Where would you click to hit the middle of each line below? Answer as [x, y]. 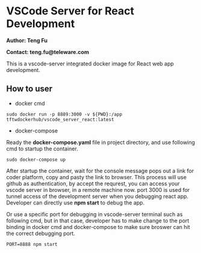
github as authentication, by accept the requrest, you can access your [93, 183]
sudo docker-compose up [36, 159]
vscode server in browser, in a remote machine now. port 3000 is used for [98, 189]
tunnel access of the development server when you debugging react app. [97, 196]
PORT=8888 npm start [32, 244]
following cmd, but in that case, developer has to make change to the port [98, 221]
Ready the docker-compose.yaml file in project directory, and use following [101, 142]
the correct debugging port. [41, 233]
